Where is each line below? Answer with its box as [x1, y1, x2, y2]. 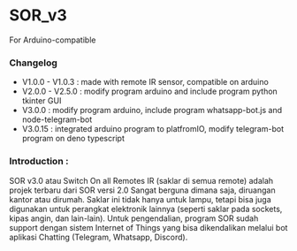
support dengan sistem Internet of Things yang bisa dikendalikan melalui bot [9, 222, 288, 232]
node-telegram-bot [21, 114, 93, 125]
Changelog [9, 57, 57, 69]
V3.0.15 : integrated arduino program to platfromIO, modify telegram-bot [21, 124, 285, 134]
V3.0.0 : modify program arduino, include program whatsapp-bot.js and [21, 105, 283, 116]
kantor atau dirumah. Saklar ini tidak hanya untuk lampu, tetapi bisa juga [9, 194, 271, 204]
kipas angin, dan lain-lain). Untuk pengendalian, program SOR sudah [9, 213, 259, 224]
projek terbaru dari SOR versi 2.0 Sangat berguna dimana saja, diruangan [9, 185, 276, 195]
